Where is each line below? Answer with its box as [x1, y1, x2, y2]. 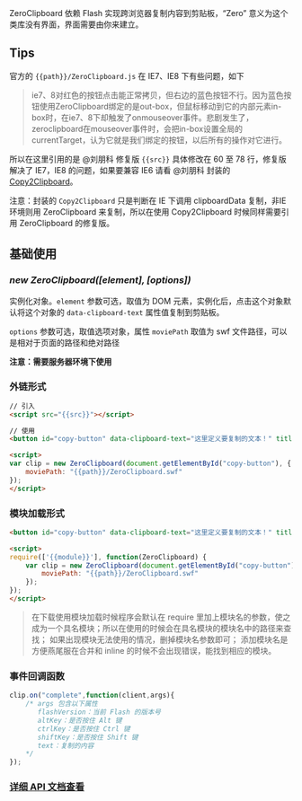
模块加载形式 [9, 506, 66, 519]
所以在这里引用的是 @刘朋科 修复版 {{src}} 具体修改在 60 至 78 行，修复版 [9, 154, 288, 164]
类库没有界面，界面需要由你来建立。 [9, 19, 144, 30]
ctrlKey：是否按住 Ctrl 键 [37, 724, 130, 734]
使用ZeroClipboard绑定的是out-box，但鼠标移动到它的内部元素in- [39, 101, 282, 111]
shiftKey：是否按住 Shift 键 [37, 733, 138, 742]
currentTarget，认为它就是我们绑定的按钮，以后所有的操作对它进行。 [31, 134, 288, 145]
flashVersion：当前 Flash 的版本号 [37, 708, 162, 717]
